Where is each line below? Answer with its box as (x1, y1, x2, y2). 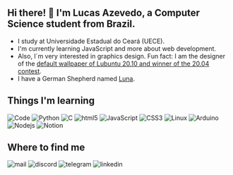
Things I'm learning (7, 95, 95, 107)
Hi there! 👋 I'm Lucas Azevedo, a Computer (7, 7, 200, 19)
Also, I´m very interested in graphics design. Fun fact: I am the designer (17, 52, 226, 60)
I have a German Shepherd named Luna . (17, 74, 136, 83)
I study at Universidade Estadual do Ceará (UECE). (17, 37, 165, 45)
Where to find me (7, 142, 85, 154)
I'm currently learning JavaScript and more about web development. (17, 44, 217, 53)
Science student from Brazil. (7, 18, 136, 30)
